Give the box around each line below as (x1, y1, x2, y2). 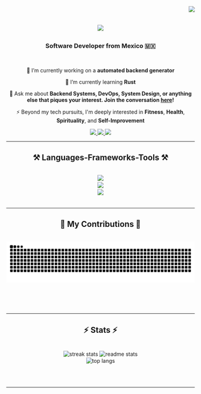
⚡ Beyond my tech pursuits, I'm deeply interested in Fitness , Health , (16, 108, 185, 116)
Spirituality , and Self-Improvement (56, 117, 145, 125)
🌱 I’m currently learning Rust (65, 78, 136, 86)
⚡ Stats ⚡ (83, 325, 118, 335)
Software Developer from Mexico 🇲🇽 (45, 42, 156, 50)
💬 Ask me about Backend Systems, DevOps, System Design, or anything (9, 90, 192, 98)
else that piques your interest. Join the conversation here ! (26, 96, 175, 104)
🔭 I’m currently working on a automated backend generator (26, 67, 175, 74)
